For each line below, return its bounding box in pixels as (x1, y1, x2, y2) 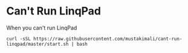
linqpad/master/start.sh (6, 41, 69, 47)
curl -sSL (6, 36, 31, 42)
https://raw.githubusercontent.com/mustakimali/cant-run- (33, 36, 183, 42)
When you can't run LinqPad (6, 24, 77, 31)
